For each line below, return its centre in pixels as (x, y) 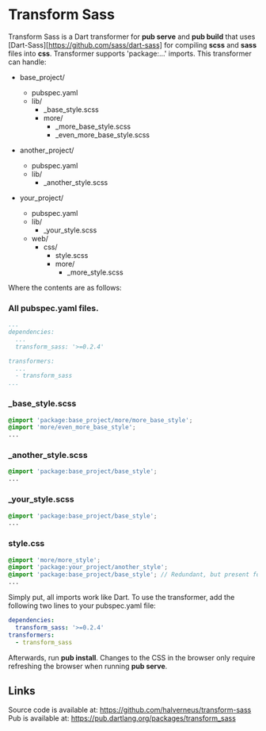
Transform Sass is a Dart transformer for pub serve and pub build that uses (132, 37)
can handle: (27, 62)
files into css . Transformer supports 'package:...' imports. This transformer (130, 53)
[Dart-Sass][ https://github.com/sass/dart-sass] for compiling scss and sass (133, 44)
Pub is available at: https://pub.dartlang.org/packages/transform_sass (122, 718)
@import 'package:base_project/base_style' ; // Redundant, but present (129, 575)
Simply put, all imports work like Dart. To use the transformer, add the (122, 598)
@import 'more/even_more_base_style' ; (72, 427)
